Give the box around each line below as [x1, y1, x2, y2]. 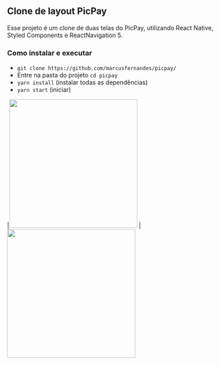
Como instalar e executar [7, 48, 92, 58]
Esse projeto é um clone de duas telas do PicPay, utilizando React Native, [7, 23, 214, 32]
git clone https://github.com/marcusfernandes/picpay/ [16, 65, 177, 72]
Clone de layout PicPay [7, 5, 107, 17]
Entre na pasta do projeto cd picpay [16, 71, 118, 80]
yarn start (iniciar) [16, 86, 72, 94]
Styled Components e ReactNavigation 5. [7, 31, 123, 39]
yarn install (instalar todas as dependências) [16, 78, 148, 86]
